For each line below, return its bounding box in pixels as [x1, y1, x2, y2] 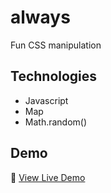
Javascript [24, 94, 69, 106]
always [10, 6, 71, 29]
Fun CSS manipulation [10, 39, 102, 51]
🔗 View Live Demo [10, 171, 86, 183]
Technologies [10, 68, 98, 85]
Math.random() [24, 116, 88, 128]
